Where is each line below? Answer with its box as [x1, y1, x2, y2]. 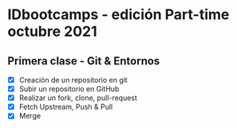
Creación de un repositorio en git [18, 76, 128, 84]
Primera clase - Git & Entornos [7, 54, 160, 68]
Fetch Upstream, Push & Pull [18, 102, 113, 112]
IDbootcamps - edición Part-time [7, 6, 230, 24]
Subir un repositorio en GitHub [18, 84, 120, 94]
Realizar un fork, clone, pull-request [18, 93, 137, 103]
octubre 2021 [7, 22, 97, 41]
